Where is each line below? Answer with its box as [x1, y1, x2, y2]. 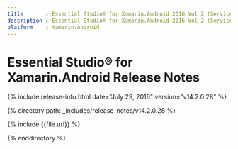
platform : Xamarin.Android [7, 23, 100, 31]
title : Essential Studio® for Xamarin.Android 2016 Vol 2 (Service [7, 10, 233, 18]
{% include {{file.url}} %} [7, 120, 81, 128]
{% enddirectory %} [7, 134, 66, 143]
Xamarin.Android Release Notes [7, 69, 200, 85]
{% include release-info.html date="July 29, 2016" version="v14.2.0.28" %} [7, 93, 227, 101]
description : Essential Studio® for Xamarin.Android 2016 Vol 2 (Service [7, 17, 233, 24]
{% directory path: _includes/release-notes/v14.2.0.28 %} [7, 106, 176, 115]
